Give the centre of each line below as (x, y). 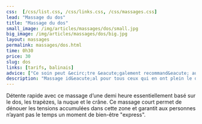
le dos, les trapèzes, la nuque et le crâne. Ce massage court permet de (94, 102)
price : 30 (19, 56)
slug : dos (19, 62)
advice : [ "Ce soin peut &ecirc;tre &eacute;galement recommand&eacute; (98, 73)
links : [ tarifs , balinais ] (40, 67)
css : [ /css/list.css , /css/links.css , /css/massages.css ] (82, 12)
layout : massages (28, 40)
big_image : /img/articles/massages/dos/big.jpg (67, 34)
